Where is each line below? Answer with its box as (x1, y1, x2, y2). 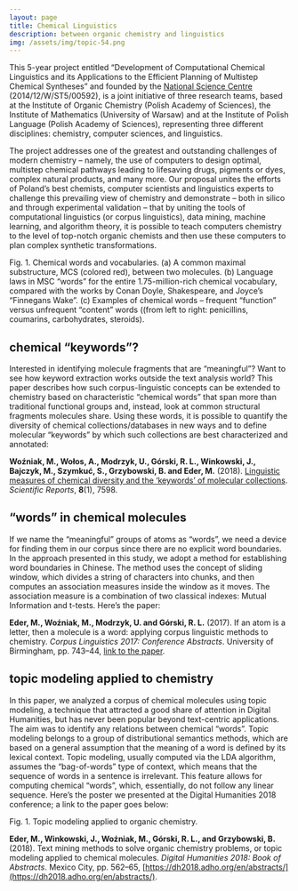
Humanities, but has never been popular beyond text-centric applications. (9, 713, 280, 725)
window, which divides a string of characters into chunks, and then (9, 571, 255, 582)
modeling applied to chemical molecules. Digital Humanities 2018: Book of (9, 852, 282, 863)
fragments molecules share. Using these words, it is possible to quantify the (9, 411, 288, 421)
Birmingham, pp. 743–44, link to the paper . (9, 646, 165, 656)
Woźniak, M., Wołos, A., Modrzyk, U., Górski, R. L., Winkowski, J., (9, 456, 256, 467)
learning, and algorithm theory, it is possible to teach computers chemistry (9, 221, 282, 232)
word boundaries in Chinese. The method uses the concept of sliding (9, 562, 262, 573)
